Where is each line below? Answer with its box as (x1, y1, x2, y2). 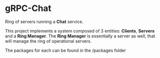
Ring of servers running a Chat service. (5, 19, 84, 24)
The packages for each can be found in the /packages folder (5, 47, 126, 53)
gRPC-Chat (5, 3, 52, 14)
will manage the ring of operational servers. (5, 38, 92, 44)
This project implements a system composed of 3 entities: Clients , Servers (5, 28, 155, 34)
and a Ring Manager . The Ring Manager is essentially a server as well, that (5, 33, 156, 39)
